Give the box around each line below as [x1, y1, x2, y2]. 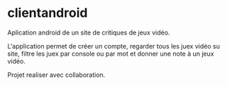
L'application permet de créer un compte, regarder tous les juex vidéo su [7, 42, 220, 50]
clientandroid [7, 5, 88, 21]
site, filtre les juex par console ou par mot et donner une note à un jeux [7, 49, 214, 58]
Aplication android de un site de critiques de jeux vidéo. [7, 28, 170, 37]
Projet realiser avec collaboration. [7, 70, 106, 79]
